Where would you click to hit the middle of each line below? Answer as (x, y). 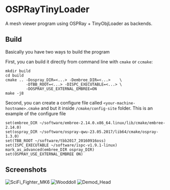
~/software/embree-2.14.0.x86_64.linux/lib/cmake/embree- (103, 123)
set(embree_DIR (21, 123)
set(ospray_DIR (21, 132)
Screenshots (26, 170)
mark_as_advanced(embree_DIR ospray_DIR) (50, 150)
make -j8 (15, 93)
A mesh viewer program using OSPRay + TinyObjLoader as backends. (79, 23)
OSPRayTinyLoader (47, 9)
